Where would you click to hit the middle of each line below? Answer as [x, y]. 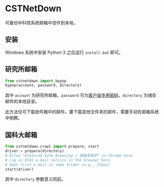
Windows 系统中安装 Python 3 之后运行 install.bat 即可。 [64, 52]
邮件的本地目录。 [22, 101]
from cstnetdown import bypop [36, 81]
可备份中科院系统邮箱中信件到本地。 [41, 23]
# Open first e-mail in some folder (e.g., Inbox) [58, 164]
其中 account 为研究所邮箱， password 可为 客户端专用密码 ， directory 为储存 [81, 95]
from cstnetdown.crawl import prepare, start [52, 147]
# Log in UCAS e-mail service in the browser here [58, 160]
